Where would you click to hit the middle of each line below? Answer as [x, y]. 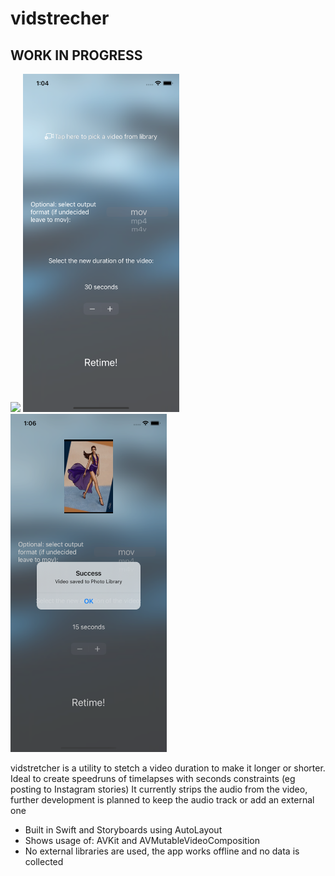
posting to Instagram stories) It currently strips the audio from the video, [159, 789]
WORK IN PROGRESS [76, 55]
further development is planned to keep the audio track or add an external [162, 800]
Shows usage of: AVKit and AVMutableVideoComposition [142, 841]
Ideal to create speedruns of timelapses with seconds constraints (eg [153, 779]
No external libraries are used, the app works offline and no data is [162, 851]
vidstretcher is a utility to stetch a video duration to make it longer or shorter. [168, 768]
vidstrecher [60, 18]
